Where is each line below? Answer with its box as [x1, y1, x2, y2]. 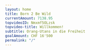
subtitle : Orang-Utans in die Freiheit [5, 29, 86, 34]
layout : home [5, 7, 31, 12]
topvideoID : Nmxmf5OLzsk [5, 20, 55, 25]
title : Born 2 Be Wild [5, 11, 51, 16]
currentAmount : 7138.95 [5, 16, 53, 20]
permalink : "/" [5, 38, 36, 43]
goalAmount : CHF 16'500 [5, 34, 53, 39]
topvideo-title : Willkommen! [5, 25, 64, 30]
